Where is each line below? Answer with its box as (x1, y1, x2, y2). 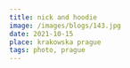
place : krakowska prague (9, 37, 102, 47)
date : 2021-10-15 (9, 29, 74, 38)
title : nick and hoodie (9, 12, 98, 22)
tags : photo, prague (9, 46, 86, 55)
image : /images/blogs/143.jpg (9, 21, 122, 30)
